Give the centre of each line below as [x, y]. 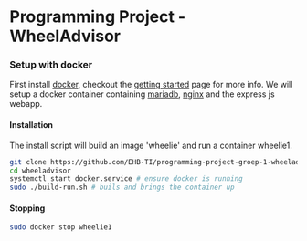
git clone [28, 162]
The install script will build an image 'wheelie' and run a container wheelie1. [151, 145]
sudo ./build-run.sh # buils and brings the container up [122, 188]
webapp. [26, 104]
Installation [31, 125]
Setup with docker [51, 65]
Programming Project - [98, 17]
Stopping [27, 208]
